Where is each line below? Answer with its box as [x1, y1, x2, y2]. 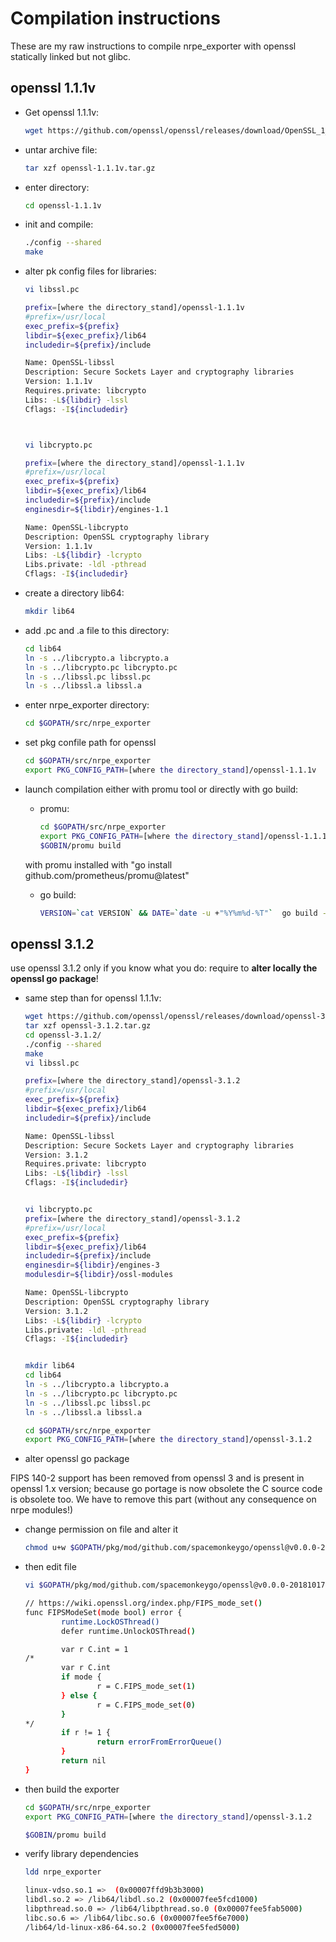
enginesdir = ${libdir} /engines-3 [24, 1260, 160, 1271]
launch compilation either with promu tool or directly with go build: [24, 783, 299, 795]
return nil [61, 1756, 107, 1766]
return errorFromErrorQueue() [96, 1737, 223, 1747]
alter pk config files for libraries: [24, 265, 157, 277]
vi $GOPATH [24, 1580, 71, 1591]
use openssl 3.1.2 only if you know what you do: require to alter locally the [10, 962, 318, 974]
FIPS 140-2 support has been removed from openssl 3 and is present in [10, 1472, 305, 1484]
